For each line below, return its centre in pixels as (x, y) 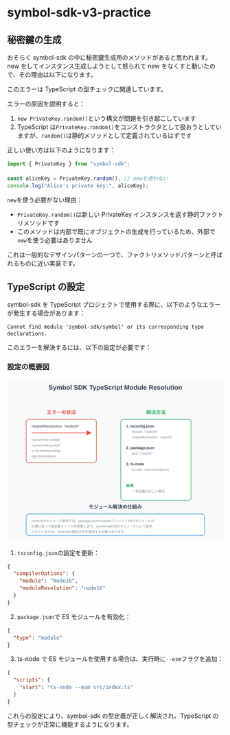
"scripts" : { (32, 680)
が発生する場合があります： (46, 313)
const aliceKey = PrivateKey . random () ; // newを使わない (88, 178)
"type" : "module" (38, 638)
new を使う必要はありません (55, 240)
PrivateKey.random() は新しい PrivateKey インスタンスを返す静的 (108, 214)
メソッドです (41, 223)
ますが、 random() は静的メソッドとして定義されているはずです (104, 136)
